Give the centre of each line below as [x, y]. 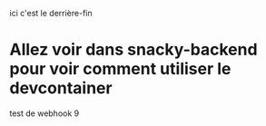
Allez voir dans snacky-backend [133, 50]
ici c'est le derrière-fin [51, 13]
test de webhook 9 [44, 113]
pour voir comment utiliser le [120, 69]
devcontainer [61, 88]
